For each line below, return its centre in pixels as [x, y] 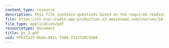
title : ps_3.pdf [22, 33]
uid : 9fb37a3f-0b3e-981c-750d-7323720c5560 [52, 38]
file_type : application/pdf [35, 24]
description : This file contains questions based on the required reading [85, 14]
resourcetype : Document [30, 28]
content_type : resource [30, 10]
